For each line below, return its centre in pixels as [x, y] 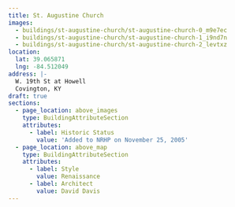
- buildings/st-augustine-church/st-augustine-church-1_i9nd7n [121, 37]
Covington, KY [38, 89]
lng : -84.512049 [42, 67]
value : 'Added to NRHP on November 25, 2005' [113, 140]
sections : [24, 103]
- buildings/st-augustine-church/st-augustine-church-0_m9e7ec [121, 30]
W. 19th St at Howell [51, 81]
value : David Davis [69, 191]
